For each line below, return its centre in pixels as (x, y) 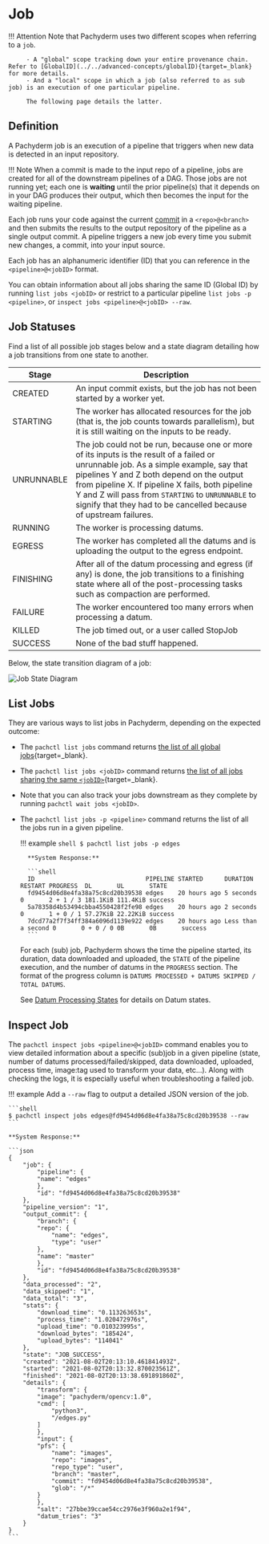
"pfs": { (52, 1446)
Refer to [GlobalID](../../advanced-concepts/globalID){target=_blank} (130, 66)
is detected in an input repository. (64, 154)
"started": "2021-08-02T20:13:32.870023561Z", (102, 1369)
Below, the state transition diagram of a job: (80, 662)
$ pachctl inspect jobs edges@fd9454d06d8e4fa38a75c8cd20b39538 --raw (128, 1116)
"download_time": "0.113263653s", (94, 1313)
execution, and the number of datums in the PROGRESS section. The (129, 968)
